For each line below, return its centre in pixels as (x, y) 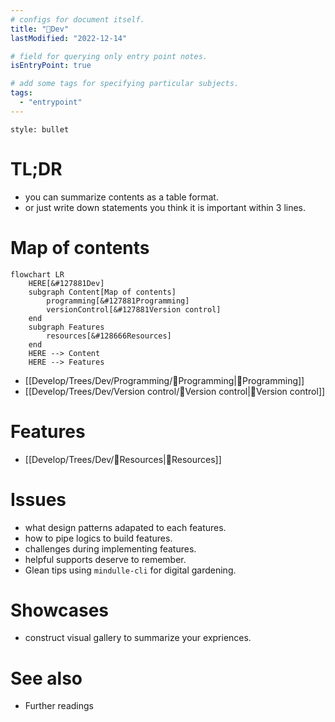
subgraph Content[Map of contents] (102, 292)
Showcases (60, 610)
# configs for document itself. (77, 19)
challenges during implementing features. (110, 548)
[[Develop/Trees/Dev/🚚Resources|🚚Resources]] (123, 459)
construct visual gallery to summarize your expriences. (138, 638)
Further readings (59, 706)
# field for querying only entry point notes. (109, 56)
